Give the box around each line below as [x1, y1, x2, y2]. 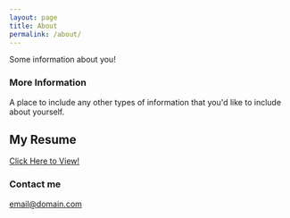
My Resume [9, 132, 77, 147]
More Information [9, 77, 87, 89]
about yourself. [9, 106, 65, 117]
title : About [9, 21, 58, 30]
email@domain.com [9, 198, 83, 209]
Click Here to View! [9, 155, 80, 166]
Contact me [9, 178, 62, 190]
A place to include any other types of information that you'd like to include [9, 96, 282, 107]
